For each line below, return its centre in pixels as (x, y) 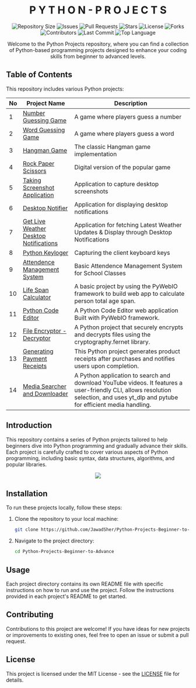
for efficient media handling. (113, 404)
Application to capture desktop (117, 184)
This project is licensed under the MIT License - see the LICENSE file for (93, 673)
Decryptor (37, 338)
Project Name (45, 103)
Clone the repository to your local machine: (66, 519)
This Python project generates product (127, 351)
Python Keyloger (46, 253)
